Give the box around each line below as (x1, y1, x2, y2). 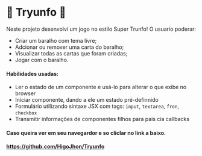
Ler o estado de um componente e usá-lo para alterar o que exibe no (14, 84, 187, 91)
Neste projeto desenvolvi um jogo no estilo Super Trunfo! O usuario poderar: (6, 25, 197, 33)
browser (14, 90, 36, 97)
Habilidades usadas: (6, 70, 59, 77)
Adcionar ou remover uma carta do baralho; (14, 43, 124, 51)
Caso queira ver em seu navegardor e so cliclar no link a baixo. (6, 129, 166, 136)
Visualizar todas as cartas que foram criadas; (14, 49, 128, 57)
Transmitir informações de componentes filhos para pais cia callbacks (14, 116, 190, 123)
